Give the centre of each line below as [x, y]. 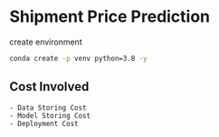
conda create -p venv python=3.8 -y [78, 58]
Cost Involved [49, 87]
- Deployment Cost [44, 123]
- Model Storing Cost [50, 115]
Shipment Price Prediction [110, 17]
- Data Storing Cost [48, 108]
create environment [46, 42]
